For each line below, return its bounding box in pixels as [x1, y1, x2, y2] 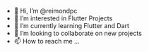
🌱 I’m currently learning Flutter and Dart [13, 22, 129, 30]
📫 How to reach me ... [13, 37, 80, 45]
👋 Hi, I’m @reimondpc [13, 7, 78, 15]
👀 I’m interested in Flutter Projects [13, 14, 113, 22]
